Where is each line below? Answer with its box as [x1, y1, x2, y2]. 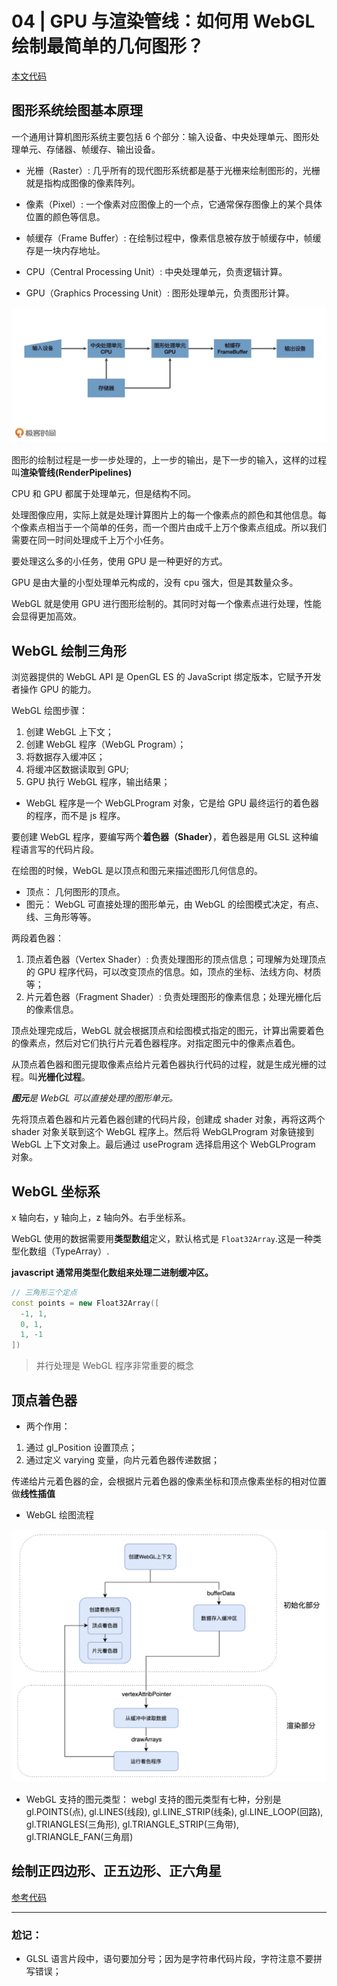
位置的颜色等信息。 [25, 210, 106, 222]
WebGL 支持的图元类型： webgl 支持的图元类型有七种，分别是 [25, 1793, 282, 1806]
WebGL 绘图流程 [25, 1509, 94, 1521]
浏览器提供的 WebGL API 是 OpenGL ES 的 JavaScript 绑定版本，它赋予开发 [11, 671, 322, 683]
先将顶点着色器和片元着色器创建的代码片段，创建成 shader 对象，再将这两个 [11, 1113, 326, 1126]
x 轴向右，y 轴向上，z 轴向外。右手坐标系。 [11, 1211, 192, 1223]
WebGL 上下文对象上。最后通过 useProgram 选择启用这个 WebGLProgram [11, 1138, 316, 1151]
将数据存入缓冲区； [25, 751, 106, 763]
